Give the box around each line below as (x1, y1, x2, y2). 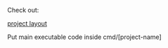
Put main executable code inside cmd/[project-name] (7, 33, 162, 41)
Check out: (7, 6, 39, 14)
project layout (7, 19, 47, 27)
